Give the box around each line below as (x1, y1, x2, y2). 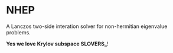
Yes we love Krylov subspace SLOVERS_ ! (6, 40, 109, 47)
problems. (6, 29, 31, 36)
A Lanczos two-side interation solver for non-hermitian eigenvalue (6, 23, 168, 30)
